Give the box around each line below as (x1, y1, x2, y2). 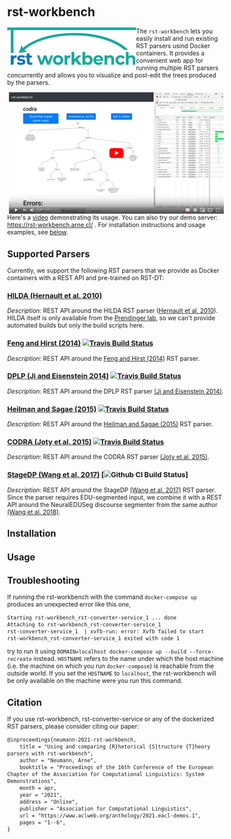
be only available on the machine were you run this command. (7, 677, 184, 685)
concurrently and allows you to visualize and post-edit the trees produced (7, 70, 217, 79)
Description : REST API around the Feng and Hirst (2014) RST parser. (7, 354, 200, 362)
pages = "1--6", (19, 819, 67, 827)
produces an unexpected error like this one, (7, 600, 131, 609)
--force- (188, 649, 214, 655)
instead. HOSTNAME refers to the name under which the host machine (33, 655, 224, 663)
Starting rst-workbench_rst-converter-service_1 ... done (7, 615, 177, 622)
